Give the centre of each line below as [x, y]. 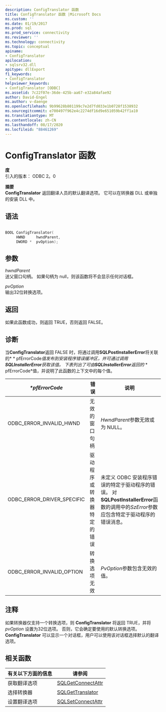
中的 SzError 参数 [139, 507]
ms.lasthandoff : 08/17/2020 [34, 125]
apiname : [14, 51]
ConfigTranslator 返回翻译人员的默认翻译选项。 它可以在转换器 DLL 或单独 [81, 193]
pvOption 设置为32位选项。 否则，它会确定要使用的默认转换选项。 [72, 629]
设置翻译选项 [23, 702]
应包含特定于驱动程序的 [128, 514]
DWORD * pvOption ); [37, 242]
